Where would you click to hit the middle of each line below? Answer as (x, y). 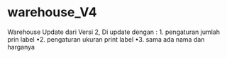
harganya (21, 47)
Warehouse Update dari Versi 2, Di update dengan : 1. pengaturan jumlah (114, 32)
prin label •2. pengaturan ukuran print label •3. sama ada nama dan (106, 39)
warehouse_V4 (52, 12)
